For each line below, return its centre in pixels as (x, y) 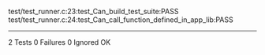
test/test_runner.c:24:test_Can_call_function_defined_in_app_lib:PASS (121, 20)
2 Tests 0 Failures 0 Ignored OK (60, 42)
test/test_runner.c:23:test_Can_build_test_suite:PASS (93, 11)
